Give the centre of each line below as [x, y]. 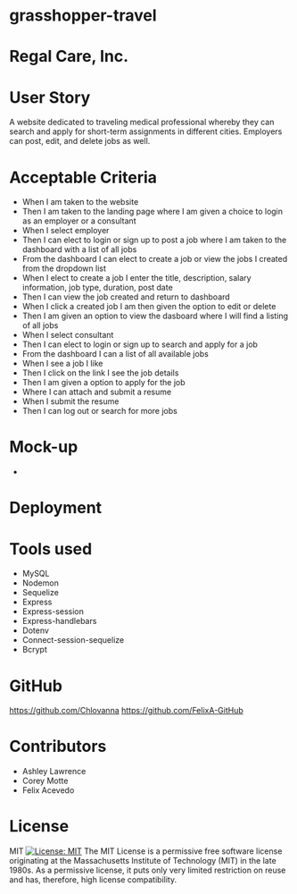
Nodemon [41, 583]
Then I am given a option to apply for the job [103, 383]
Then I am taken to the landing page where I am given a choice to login [153, 212]
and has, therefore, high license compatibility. [93, 880]
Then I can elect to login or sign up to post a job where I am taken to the [154, 240]
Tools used [51, 548]
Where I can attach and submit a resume [97, 392]
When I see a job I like [62, 364]
